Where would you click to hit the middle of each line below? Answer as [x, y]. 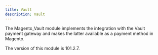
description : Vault [25, 14]
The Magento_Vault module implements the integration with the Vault [75, 28]
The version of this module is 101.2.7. [42, 48]
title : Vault [19, 10]
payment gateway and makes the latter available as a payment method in [79, 33]
